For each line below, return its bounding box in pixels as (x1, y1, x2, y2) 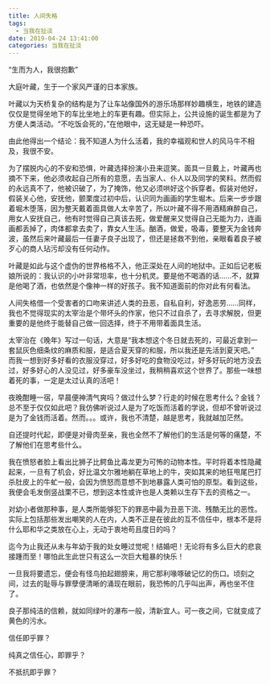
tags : (8, 19, 27, 27)
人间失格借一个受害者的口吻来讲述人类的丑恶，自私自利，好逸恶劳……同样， (8, 299, 260, 308)
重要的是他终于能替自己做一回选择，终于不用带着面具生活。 (8, 319, 206, 328)
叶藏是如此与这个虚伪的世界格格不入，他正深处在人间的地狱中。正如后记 (8, 261, 247, 270)
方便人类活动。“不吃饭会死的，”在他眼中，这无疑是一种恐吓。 (8, 119, 209, 129)
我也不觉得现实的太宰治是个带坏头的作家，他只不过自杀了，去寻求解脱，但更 (8, 308, 262, 318)
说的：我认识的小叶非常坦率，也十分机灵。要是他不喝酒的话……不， (22, 271, 247, 281)
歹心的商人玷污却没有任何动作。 (8, 244, 114, 253)
